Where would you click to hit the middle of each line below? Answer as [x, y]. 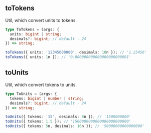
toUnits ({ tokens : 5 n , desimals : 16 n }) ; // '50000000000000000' [75, 126]
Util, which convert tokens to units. [41, 84]
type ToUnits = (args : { [31, 94]
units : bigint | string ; [36, 34]
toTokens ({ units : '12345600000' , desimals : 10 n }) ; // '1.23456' [76, 52]
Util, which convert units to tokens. [41, 20]
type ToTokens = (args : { [32, 29]
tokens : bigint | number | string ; [47, 98]
